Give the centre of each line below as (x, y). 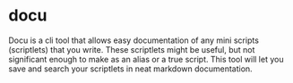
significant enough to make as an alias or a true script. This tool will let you (146, 59)
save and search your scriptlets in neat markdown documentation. (130, 69)
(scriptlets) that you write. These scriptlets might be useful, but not (132, 49)
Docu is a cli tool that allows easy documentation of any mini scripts (134, 40)
